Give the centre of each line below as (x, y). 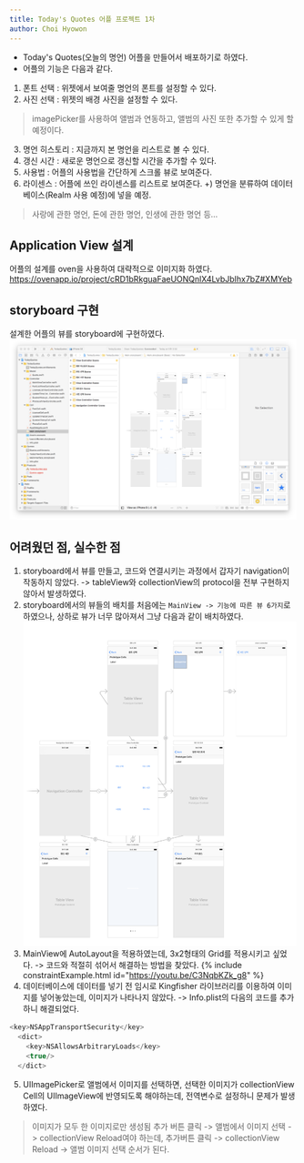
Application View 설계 (71, 245)
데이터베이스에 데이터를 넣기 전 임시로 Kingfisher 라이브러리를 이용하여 (149, 986)
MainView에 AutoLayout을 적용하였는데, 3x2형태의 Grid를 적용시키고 (147, 954)
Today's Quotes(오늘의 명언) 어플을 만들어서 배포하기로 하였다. (135, 57)
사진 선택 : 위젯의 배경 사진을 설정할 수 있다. (100, 99)
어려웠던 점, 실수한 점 (65, 547)
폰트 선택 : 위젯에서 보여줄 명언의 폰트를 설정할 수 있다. (119, 87)
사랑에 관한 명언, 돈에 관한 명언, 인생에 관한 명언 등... (125, 214)
